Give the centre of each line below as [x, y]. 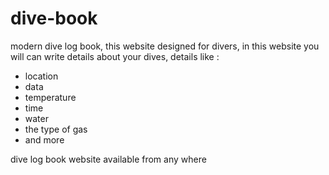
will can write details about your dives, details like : [115, 56]
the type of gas [56, 129]
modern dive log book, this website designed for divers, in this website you [165, 46]
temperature [50, 97]
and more [44, 139]
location [41, 76]
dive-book [54, 18]
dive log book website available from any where [108, 159]
